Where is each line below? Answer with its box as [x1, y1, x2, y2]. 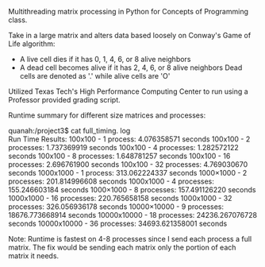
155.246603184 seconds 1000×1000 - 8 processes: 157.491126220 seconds [8, 185, 256, 194]
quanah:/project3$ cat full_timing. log [8, 126, 131, 135]
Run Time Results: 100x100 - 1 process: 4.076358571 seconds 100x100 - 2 [8, 134, 251, 144]
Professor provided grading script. [8, 95, 121, 104]
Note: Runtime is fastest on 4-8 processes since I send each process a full [8, 234, 252, 243]
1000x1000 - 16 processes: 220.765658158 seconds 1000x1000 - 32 [8, 194, 232, 203]
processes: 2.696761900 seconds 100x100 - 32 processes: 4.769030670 [8, 160, 248, 169]
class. [8, 15, 28, 25]
